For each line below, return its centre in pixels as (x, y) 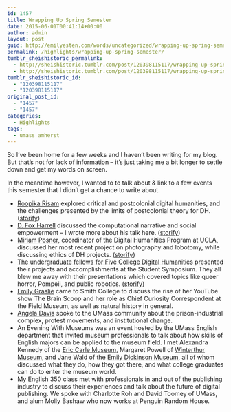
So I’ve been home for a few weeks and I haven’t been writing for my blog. (112, 155)
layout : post (26, 39)
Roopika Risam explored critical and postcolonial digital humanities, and (119, 203)
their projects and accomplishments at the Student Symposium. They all (119, 269)
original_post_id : (33, 97)
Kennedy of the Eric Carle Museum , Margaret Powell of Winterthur (111, 350)
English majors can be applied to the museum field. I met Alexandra (112, 342)
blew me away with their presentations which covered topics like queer (118, 277)
